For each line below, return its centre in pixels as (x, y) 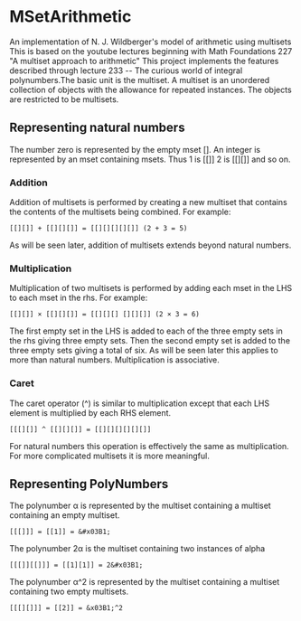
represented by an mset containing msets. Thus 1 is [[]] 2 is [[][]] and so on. (150, 159)
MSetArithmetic (71, 17)
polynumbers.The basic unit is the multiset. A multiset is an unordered (140, 80)
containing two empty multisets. (69, 592)
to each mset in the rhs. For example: (79, 298)
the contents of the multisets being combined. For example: (120, 212)
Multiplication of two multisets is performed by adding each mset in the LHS (151, 288)
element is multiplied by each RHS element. (90, 412)
